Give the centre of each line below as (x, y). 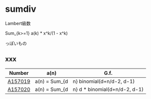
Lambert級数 (18, 23)
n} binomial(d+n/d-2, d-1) (104, 81)
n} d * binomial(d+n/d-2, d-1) (108, 89)
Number (19, 73)
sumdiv (21, 9)
